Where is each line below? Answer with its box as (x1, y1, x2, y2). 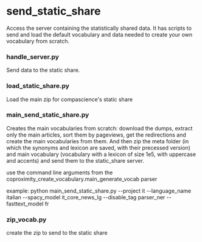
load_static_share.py (6, 82, 70, 90)
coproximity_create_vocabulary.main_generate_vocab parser (6, 175, 158, 182)
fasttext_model (6, 200, 44, 207)
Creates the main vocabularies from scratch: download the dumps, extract (6, 124, 193, 132)
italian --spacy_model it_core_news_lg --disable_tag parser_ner (6, 193, 165, 201)
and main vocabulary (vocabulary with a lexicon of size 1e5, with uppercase (6, 151, 197, 158)
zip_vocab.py (6, 215, 47, 224)
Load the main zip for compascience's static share (6, 96, 133, 103)
